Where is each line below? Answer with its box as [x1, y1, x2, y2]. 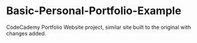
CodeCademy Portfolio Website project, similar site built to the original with [6, 24, 192, 31]
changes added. [6, 29, 47, 37]
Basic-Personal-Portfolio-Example [6, 4, 181, 18]
